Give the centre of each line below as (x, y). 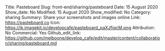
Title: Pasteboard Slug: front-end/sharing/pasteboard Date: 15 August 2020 (82, 7)
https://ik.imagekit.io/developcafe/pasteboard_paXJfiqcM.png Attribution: (80, 28)
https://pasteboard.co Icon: (33, 22)
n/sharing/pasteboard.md (31, 43)
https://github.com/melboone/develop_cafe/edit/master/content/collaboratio (82, 38)
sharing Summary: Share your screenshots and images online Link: (73, 17)
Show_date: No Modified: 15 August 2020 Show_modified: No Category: (78, 12)
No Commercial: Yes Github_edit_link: (43, 33)
